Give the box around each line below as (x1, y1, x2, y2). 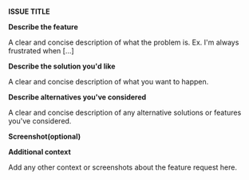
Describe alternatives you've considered (8, 92, 147, 102)
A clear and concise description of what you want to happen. (8, 77, 209, 86)
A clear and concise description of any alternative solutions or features (8, 108, 242, 117)
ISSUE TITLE (8, 7, 50, 16)
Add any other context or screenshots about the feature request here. (8, 162, 238, 172)
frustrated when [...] (8, 46, 74, 55)
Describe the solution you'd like (8, 61, 116, 71)
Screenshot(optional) (8, 131, 81, 141)
